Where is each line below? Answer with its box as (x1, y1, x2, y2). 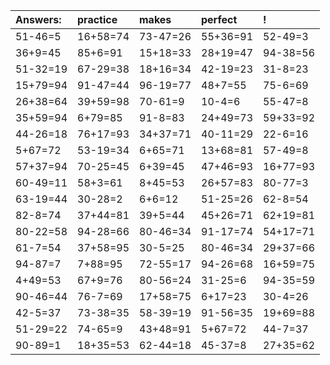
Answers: (15, 13, 62, 26)
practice (77, 13, 118, 26)
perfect (201, 13, 238, 26)
